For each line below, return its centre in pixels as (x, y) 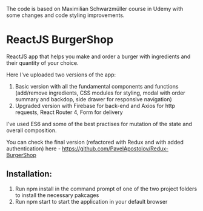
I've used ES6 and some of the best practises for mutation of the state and (99, 124)
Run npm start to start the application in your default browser (91, 201)
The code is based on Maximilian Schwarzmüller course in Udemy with (95, 9)
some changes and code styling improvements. (65, 15)
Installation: (29, 174)
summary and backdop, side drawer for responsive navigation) (94, 99)
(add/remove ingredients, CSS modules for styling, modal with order (100, 93)
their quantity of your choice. (42, 62)
